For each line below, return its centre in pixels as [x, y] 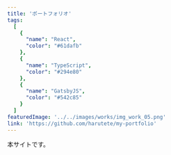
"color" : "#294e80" [54, 72]
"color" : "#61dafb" [54, 46]
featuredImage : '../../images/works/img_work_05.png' [87, 117]
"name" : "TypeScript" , [58, 65]
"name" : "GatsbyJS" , [55, 91]
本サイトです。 [28, 144]
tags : [15, 20]
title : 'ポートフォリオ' [39, 14]
